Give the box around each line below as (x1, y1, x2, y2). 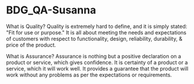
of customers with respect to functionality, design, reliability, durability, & (6, 35, 183, 42)
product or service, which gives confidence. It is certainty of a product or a (6, 59, 188, 66)
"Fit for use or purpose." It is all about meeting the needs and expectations (6, 29, 187, 36)
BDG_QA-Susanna (6, 3, 96, 17)
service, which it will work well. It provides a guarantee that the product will (6, 65, 189, 72)
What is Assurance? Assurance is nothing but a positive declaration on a (6, 52, 181, 60)
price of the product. (6, 41, 56, 48)
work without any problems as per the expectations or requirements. (6, 71, 172, 78)
